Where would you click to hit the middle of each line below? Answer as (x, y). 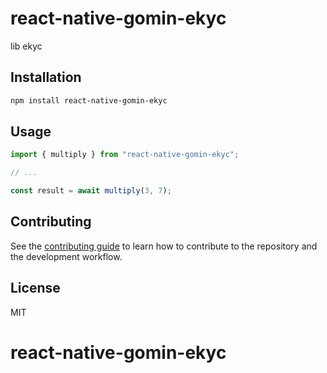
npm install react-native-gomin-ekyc (89, 100)
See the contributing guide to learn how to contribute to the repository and (164, 246)
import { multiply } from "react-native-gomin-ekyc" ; (125, 155)
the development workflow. (66, 256)
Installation (46, 77)
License (35, 288)
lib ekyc (26, 46)
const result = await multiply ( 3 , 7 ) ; (91, 191)
